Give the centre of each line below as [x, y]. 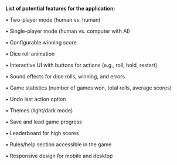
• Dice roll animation [30, 54]
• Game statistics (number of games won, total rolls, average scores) [89, 88]
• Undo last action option [36, 99]
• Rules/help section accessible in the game [59, 145]
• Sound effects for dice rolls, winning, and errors [65, 76]
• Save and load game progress [44, 122]
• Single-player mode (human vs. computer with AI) [68, 31]
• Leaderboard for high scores [42, 133]
